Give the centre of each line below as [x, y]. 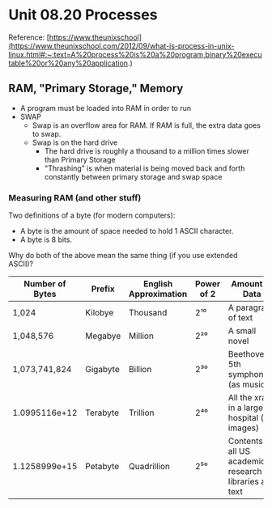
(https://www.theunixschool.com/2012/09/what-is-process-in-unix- [121, 45]
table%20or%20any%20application [68, 63]
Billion [140, 370]
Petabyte [102, 467]
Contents [245, 441]
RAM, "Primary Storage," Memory [96, 89]
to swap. [47, 133]
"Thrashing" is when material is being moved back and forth [144, 168]
